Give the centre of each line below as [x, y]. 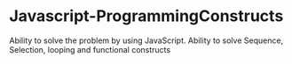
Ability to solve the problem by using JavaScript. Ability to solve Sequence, [146, 40]
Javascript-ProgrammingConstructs [146, 16]
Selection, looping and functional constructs [90, 49]
